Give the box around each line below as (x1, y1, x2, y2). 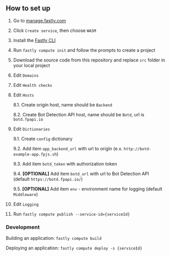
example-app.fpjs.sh (13, 152, 57, 157)
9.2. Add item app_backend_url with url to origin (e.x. (13, 145, 123, 151)
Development (6, 223, 40, 231)
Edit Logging (13, 201, 39, 207)
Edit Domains (13, 72, 39, 78)
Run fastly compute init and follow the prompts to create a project (13, 47, 156, 53)
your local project (13, 62, 50, 68)
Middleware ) (13, 191, 38, 197)
